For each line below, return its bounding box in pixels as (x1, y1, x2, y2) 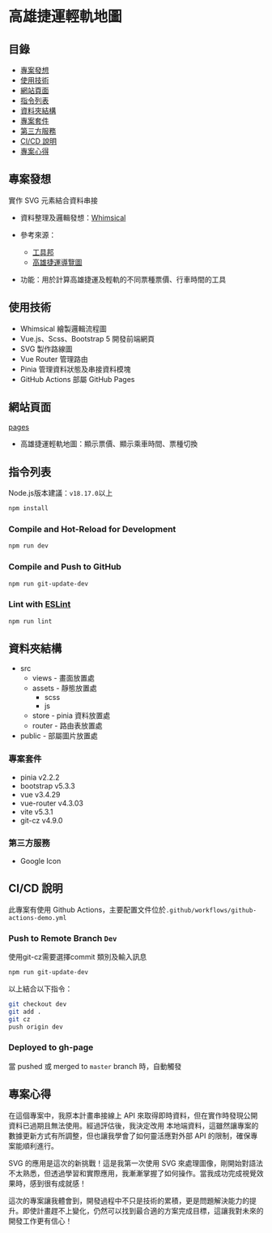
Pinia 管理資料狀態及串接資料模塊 (19, 364, 131, 374)
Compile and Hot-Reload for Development (8, 524, 176, 535)
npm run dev (8, 542, 49, 550)
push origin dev (8, 1023, 63, 1031)
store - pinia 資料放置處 (32, 711, 111, 720)
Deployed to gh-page (8, 1042, 94, 1053)
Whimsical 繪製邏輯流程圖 (19, 324, 107, 333)
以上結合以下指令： (8, 984, 73, 994)
